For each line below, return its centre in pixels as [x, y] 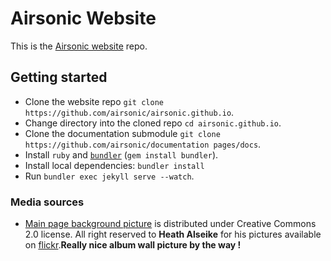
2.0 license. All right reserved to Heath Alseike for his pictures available [173, 234]
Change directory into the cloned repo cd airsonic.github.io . [153, 123]
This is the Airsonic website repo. [79, 46]
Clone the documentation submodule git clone [122, 133]
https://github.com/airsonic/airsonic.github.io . [129, 112]
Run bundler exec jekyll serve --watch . [109, 176]
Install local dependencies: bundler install [114, 165]
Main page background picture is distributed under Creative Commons [170, 224]
